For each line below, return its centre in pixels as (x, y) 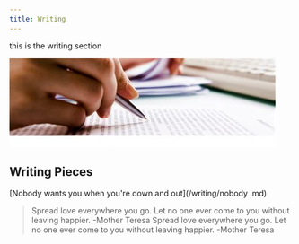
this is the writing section (56, 46)
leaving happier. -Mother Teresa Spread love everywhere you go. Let (158, 221)
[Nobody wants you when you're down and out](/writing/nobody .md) (138, 194)
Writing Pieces (51, 172)
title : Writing (38, 19)
